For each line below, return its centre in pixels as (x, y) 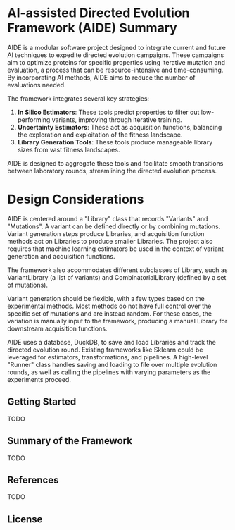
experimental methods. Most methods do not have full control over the (109, 306)
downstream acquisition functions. (57, 328)
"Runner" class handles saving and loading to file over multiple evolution (112, 364)
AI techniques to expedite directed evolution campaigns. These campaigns (116, 55)
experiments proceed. (39, 379)
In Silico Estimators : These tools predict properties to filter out (108, 112)
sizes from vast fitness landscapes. (69, 149)
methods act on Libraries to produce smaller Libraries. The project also (110, 241)
